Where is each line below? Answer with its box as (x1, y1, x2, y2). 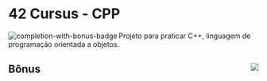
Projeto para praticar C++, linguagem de (118, 31, 251, 40)
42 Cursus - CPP (8, 5, 121, 23)
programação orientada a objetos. (8, 39, 120, 48)
